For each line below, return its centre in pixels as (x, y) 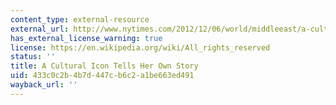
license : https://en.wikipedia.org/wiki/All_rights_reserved (140, 47)
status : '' (33, 57)
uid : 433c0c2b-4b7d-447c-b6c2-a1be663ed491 (102, 76)
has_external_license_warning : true (86, 38)
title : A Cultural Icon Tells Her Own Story (104, 66)
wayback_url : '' (44, 85)
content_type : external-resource (80, 19)
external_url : (40, 29)
